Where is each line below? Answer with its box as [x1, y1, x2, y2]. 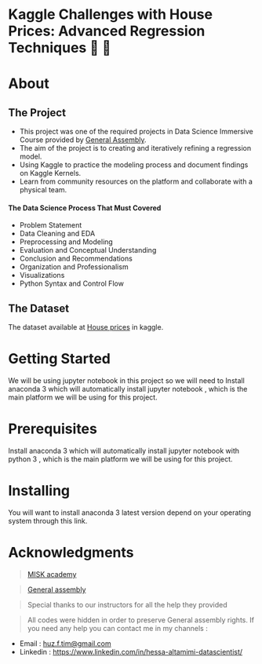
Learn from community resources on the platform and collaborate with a [19, 177, 253, 186]
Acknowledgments [8, 544, 135, 562]
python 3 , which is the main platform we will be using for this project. [8, 454, 233, 464]
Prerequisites [8, 420, 98, 438]
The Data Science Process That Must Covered [8, 202, 162, 213]
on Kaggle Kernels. [19, 169, 82, 178]
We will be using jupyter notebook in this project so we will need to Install [8, 376, 245, 385]
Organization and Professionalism [19, 262, 129, 272]
